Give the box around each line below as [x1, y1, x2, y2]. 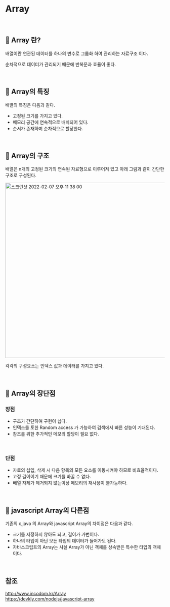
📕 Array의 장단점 [5, 389, 56, 397]
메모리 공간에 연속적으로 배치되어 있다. [12, 119, 89, 125]
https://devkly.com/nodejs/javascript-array [5, 596, 95, 602]
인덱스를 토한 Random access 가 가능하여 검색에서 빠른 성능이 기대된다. [12, 424, 155, 430]
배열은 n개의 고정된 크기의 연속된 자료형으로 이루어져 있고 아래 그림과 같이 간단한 [5, 166, 164, 172]
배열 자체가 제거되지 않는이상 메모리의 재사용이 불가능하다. [12, 480, 128, 486]
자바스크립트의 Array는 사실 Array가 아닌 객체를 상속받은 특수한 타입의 [12, 544, 152, 550]
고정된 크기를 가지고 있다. [12, 112, 63, 119]
